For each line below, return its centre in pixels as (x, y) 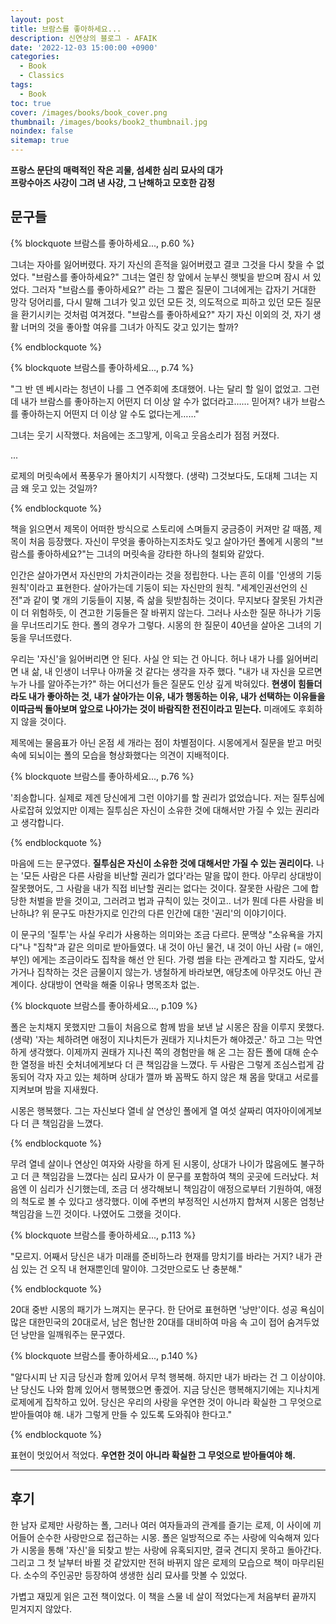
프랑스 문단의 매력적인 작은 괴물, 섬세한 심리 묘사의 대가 (116, 170)
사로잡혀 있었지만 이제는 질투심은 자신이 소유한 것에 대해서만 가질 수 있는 (151, 810)
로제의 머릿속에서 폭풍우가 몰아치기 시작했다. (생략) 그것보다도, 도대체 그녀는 (159, 475)
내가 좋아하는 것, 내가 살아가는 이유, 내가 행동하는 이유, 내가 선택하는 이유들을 (177, 696)
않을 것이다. (43, 721)
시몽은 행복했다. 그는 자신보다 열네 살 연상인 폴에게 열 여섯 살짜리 (137, 1110)
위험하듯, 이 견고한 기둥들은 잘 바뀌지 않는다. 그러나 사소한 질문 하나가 (167, 612)
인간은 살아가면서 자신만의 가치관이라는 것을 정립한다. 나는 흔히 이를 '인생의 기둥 (166, 575)
